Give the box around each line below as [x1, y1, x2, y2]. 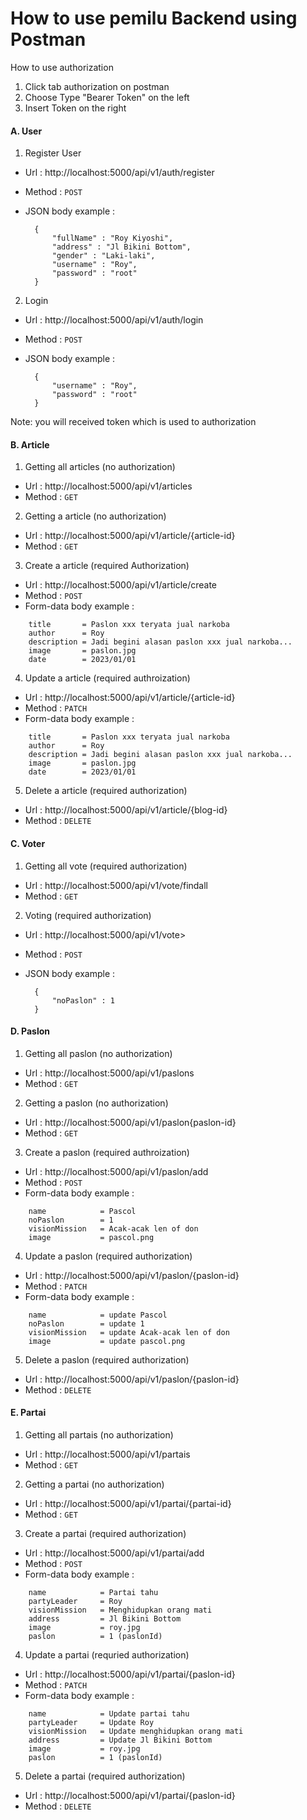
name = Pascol [28, 1206, 137, 1216]
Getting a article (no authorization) [24, 510, 167, 522]
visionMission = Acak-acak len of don [28, 1223, 199, 1234]
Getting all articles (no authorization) [24, 461, 176, 473]
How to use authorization [10, 61, 114, 73]
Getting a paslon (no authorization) [24, 1097, 169, 1109]
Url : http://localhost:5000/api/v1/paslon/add [24, 1165, 209, 1177]
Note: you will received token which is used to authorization [10, 416, 257, 428]
